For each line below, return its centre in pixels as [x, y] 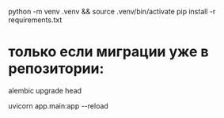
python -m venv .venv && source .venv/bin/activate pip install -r [112, 11]
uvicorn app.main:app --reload [58, 105]
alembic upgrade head [45, 90]
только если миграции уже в [108, 52]
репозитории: [56, 69]
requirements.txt [35, 20]
